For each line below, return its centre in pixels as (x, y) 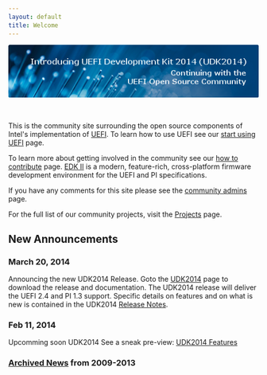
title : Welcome (33, 25)
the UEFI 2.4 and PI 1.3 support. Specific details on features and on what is (130, 296)
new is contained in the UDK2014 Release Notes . (88, 305)
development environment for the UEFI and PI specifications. (108, 174)
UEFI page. (27, 143)
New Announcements (63, 239)
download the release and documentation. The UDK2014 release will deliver (132, 287)
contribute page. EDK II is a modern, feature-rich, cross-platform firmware (130, 166)
